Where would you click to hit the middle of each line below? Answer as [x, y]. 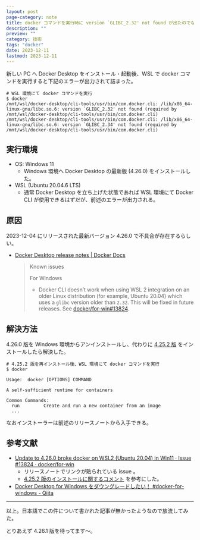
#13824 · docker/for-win [44, 464]
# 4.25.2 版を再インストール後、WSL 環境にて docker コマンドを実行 [83, 364]
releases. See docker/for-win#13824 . [84, 309]
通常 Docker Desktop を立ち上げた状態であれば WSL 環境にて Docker [109, 192]
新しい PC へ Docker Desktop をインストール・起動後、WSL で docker [92, 73]
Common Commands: [28, 401]
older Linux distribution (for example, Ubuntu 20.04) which [110, 296]
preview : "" [21, 34]
